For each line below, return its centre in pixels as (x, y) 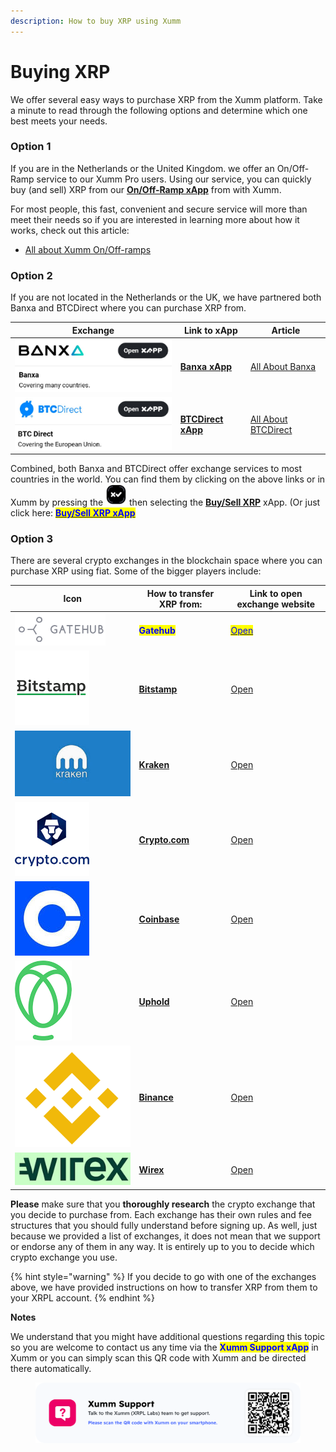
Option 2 (31, 275)
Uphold (154, 1002)
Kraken (154, 764)
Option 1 (31, 147)
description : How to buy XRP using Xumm (96, 21)
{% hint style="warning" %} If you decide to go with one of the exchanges (163, 1276)
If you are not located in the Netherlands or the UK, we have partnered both (166, 297)
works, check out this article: (70, 230)
